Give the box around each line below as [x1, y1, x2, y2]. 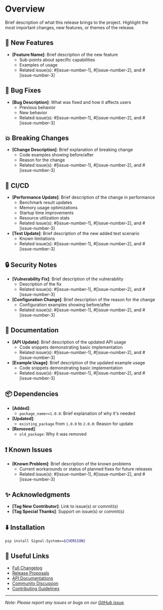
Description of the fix [19, 281, 62, 287]
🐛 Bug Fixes [5, 86, 41, 95]
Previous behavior [19, 104, 56, 110]
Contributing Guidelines [12, 585, 60, 591]
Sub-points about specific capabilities [19, 57, 96, 63]
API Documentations [12, 575, 53, 581]
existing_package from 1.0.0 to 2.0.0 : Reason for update [19, 421, 133, 426]
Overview [5, 3, 45, 15]
